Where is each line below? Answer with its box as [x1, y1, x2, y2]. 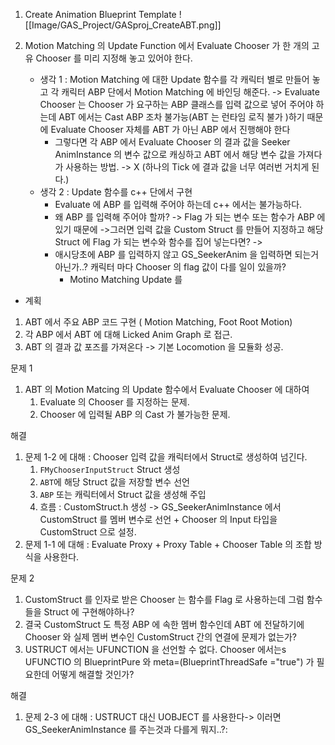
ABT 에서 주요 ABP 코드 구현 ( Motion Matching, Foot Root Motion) [24, 316, 293, 328]
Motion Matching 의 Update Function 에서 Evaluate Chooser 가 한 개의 [24, 40, 310, 51]
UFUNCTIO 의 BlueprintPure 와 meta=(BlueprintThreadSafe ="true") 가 [24, 656, 315, 668]
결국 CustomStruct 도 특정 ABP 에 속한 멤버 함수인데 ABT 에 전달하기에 [24, 619, 305, 630]
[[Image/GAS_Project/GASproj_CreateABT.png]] [24, 19, 222, 31]
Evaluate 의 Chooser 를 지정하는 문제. [39, 396, 190, 408]
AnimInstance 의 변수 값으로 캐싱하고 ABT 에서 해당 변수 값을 [54, 149, 296, 160]
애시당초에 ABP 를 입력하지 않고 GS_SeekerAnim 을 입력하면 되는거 [54, 249, 320, 260]
